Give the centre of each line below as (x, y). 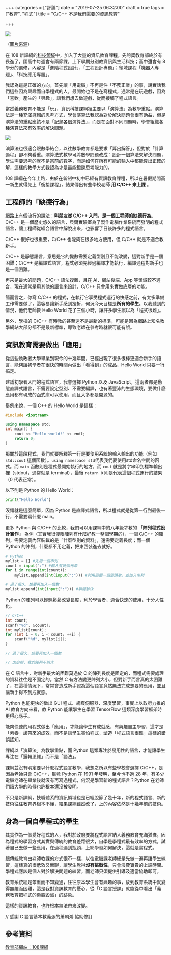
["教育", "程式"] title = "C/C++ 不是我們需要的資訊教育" (63, 14)
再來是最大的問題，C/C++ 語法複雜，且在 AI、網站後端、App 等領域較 (79, 280)
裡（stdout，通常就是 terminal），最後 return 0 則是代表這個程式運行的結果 (84, 473)
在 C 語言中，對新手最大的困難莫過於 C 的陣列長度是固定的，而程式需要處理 (85, 673)
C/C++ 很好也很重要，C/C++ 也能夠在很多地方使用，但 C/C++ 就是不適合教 (84, 239)
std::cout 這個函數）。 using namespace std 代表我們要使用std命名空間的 (80, 460)
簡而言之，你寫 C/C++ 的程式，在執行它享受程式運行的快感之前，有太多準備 (85, 297)
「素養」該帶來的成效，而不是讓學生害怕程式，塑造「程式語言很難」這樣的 (83, 733)
